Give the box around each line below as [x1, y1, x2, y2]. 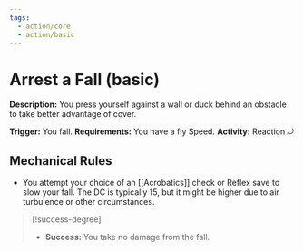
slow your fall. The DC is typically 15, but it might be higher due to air [22, 187, 279, 198]
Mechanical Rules [9, 153, 112, 169]
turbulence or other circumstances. [22, 197, 155, 208]
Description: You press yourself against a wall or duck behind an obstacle [9, 99, 288, 110]
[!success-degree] [31, 214, 102, 225]
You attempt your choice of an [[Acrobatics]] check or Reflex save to [22, 178, 280, 188]
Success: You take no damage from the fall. [44, 232, 210, 243]
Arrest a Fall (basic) [9, 69, 161, 90]
